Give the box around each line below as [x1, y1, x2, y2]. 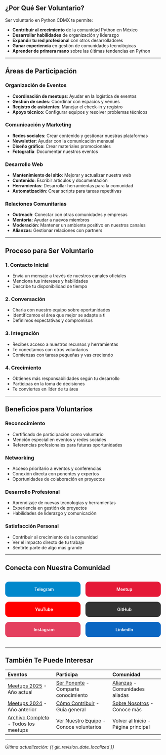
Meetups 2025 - [7, 682, 47, 689]
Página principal [112, 723, 150, 730]
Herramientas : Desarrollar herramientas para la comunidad [12, 183, 133, 189]
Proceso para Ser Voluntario [5, 246, 94, 255]
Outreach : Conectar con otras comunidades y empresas [12, 212, 127, 218]
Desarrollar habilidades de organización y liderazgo [12, 32, 120, 38]
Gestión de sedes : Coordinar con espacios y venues [12, 98, 120, 104]
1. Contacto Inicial [5, 261, 49, 268]
